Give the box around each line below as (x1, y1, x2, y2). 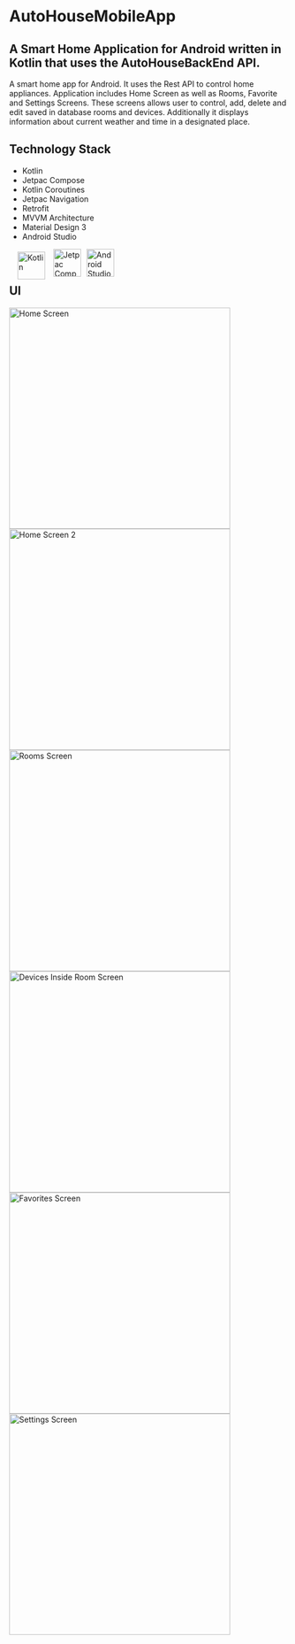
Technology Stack (9, 142, 111, 157)
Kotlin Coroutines (21, 184, 86, 195)
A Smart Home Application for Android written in (9, 42, 282, 57)
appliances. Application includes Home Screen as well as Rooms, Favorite (9, 88, 278, 98)
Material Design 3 (21, 221, 87, 232)
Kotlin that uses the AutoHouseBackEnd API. (9, 55, 261, 70)
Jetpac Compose (21, 174, 86, 185)
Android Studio (21, 231, 77, 242)
